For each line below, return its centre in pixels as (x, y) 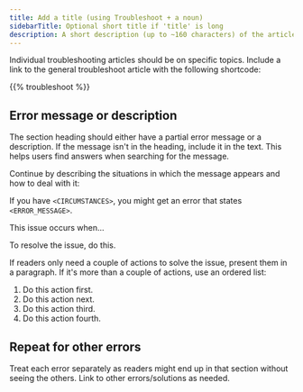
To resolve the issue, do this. (63, 245)
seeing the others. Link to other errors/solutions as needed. (119, 378)
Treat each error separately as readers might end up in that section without (149, 369)
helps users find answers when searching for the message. (119, 156)
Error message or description (93, 115)
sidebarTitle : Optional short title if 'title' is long (116, 26)
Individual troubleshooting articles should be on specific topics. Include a (145, 60)
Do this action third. (59, 309)
